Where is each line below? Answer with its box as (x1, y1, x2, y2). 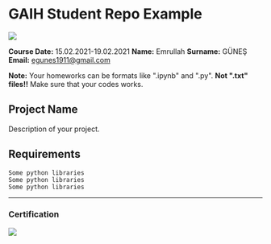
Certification (8, 209, 60, 220)
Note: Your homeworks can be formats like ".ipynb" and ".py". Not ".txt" (8, 70, 248, 81)
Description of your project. (8, 124, 100, 134)
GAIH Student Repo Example (8, 5, 203, 23)
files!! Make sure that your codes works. (8, 79, 144, 89)
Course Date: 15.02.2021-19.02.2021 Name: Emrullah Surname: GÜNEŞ (8, 46, 248, 56)
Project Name (8, 102, 78, 117)
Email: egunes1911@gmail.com (8, 55, 110, 64)
